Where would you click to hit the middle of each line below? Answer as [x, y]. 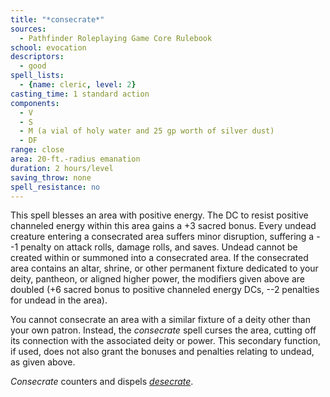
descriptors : [37, 57]
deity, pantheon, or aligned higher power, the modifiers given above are [157, 279]
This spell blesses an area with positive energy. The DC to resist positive [159, 215]
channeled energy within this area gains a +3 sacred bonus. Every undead [163, 226]
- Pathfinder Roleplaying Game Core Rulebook [116, 38]
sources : [28, 29]
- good [33, 66]
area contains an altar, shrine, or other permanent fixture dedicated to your [164, 268]
